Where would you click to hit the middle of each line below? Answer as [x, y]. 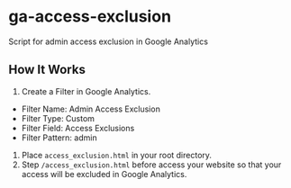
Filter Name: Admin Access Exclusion [91, 109]
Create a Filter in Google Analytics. [86, 91]
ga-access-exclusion [90, 17]
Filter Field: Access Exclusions [78, 128]
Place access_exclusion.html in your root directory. [117, 155]
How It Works [47, 70]
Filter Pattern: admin [59, 138]
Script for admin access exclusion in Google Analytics [109, 41]
